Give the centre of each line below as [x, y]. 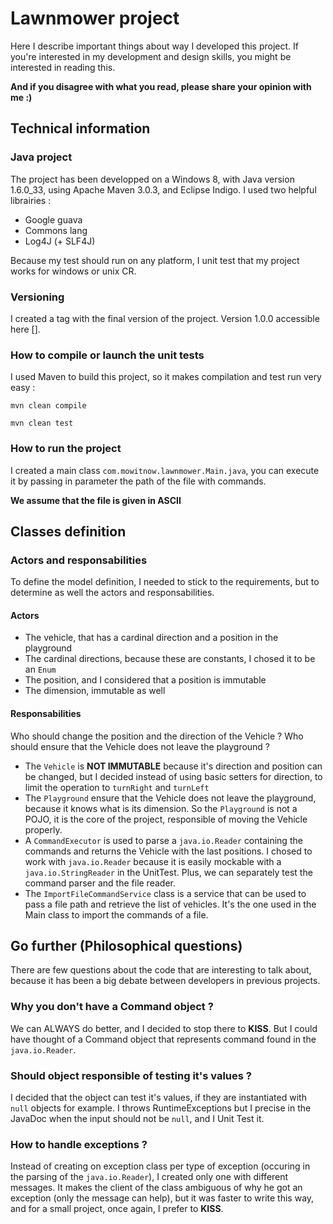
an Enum [40, 669]
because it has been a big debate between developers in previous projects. [165, 981]
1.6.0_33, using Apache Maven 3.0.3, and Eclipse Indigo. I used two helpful [163, 189]
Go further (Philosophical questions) [126, 946]
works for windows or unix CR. [73, 271]
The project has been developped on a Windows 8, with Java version [152, 179]
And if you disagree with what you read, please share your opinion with [161, 86]
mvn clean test [42, 423]
